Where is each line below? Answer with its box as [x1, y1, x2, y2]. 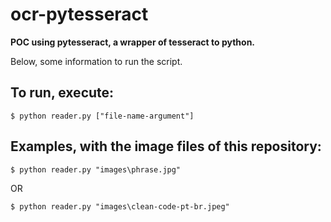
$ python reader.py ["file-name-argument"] [10, 111, 195, 121]
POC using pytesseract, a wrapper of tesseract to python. [10, 36, 256, 48]
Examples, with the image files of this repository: [10, 138, 322, 155]
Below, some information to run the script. [10, 55, 183, 67]
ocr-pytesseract [10, 3, 149, 26]
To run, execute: [10, 84, 115, 102]
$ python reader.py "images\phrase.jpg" [10, 164, 182, 175]
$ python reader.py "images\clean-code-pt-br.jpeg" [10, 201, 230, 212]
